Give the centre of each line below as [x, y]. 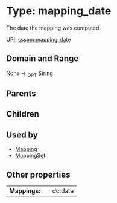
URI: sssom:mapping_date [39, 39]
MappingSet [30, 156]
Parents [21, 93]
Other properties [38, 174]
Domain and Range [43, 59]
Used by [22, 134]
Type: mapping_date [59, 11]
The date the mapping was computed [53, 28]
